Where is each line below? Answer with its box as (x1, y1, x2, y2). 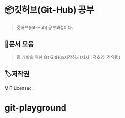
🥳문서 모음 (4, 40, 34, 49)
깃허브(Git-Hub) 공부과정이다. (16, 24, 73, 30)
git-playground (4, 102, 66, 113)
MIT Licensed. (4, 85, 33, 91)
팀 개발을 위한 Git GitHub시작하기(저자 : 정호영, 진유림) (16, 54, 121, 60)
